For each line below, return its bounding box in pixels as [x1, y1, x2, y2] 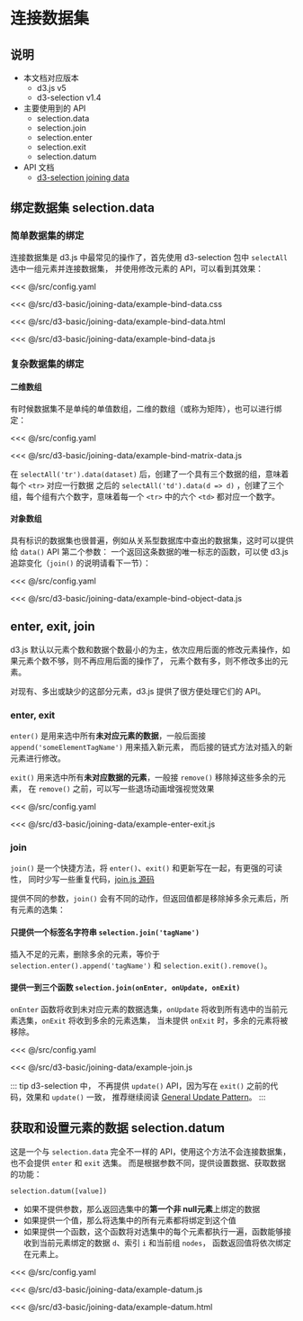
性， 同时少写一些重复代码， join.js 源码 [10, 874, 156, 885]
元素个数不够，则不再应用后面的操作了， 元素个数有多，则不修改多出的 [17, 655, 281, 666]
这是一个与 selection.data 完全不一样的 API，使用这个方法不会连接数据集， [10, 1145, 291, 1157]
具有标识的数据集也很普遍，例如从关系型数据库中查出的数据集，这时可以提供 [10, 535, 294, 546]
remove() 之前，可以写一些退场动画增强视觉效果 [38, 783, 215, 794]
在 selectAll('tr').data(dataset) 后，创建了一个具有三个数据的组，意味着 [10, 468, 290, 479]
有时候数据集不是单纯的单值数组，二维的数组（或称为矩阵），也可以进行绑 [10, 403, 282, 414]
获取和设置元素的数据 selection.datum [10, 1120, 226, 1136]
